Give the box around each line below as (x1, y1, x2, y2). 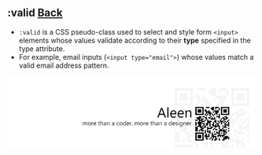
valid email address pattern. (18, 61, 109, 70)
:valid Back (7, 6, 63, 20)
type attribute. (18, 43, 65, 54)
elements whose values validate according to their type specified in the (18, 35, 251, 45)
